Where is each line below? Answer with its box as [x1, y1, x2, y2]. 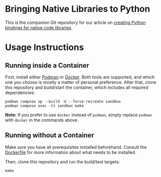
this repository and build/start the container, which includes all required [5, 84, 149, 90]
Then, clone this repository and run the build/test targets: [5, 158, 120, 164]
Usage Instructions [5, 42, 84, 53]
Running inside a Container [5, 61, 89, 69]
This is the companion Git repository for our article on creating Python [5, 20, 146, 25]
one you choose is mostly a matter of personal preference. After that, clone [5, 79, 157, 85]
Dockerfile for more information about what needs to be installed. [5, 149, 137, 155]
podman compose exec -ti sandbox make [5, 103, 84, 108]
